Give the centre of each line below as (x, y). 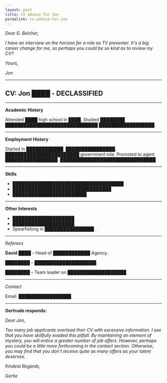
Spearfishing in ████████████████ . (54, 229)
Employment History (27, 139)
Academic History (24, 110)
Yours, (12, 63)
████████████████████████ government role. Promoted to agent (80, 154)
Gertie (12, 376)
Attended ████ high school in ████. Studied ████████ (65, 120)
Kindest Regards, (23, 366)
